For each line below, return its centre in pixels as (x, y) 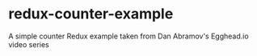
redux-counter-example (91, 14)
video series (29, 44)
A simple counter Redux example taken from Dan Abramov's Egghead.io (128, 36)
